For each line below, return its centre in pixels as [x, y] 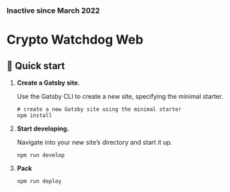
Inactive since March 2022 [53, 11]
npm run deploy [39, 181]
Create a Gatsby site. [48, 83]
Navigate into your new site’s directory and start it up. [95, 142]
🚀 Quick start [36, 66]
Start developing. [43, 128]
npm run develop [41, 155]
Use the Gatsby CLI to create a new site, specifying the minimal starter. [120, 96]
